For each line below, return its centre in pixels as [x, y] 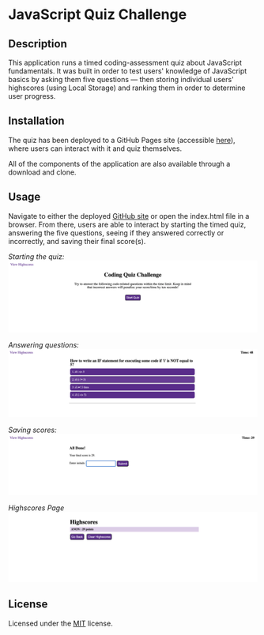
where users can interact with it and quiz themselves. [95, 148]
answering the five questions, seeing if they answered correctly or [116, 233]
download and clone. [42, 172]
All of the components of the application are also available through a [119, 163]
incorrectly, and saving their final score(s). [77, 241]
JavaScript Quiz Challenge [98, 15]
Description [38, 44]
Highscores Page [36, 508]
